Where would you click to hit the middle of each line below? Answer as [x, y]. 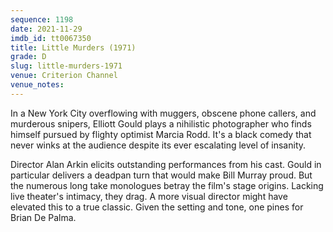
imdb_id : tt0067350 [51, 38]
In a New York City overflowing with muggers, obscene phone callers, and [163, 113]
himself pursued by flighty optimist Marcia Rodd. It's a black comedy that [161, 134]
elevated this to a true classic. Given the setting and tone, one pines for [157, 207]
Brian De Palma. [43, 217]
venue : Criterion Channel [64, 76]
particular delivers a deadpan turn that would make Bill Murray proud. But [161, 175]
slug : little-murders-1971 [66, 66]
